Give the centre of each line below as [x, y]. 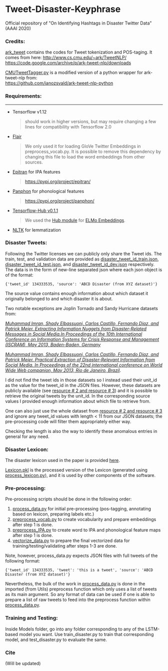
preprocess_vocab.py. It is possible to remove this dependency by [93, 151]
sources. [34, 162]
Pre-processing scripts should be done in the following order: [68, 499]
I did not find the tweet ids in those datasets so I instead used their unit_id [81, 380]
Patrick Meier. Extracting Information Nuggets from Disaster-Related [76, 328]
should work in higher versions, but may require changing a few [90, 121]
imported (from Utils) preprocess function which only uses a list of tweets [81, 589]
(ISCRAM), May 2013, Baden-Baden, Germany [53, 344]
